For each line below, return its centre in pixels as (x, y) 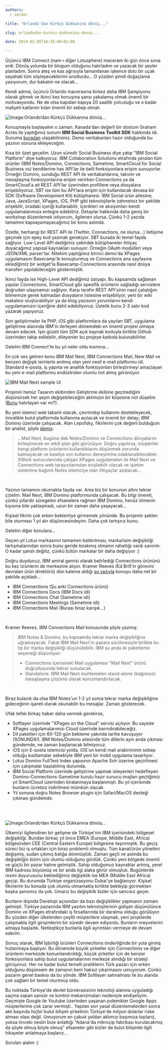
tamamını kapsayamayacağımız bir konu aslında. (55, 222)
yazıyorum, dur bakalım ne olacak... (42, 82)
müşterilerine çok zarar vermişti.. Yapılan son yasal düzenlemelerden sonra (83, 1006)
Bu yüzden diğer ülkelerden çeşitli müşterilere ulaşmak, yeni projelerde (78, 917)
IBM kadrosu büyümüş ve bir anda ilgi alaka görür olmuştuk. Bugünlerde (80, 870)
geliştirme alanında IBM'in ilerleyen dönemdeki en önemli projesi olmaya (80, 326)
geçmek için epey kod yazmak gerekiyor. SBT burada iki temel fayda (76, 237)
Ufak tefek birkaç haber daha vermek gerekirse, (55, 714)
